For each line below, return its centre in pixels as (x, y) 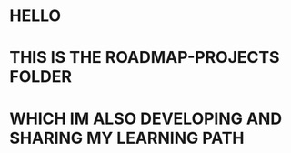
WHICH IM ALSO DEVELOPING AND (146, 118)
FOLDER (41, 77)
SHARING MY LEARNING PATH (127, 138)
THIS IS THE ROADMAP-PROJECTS (145, 58)
